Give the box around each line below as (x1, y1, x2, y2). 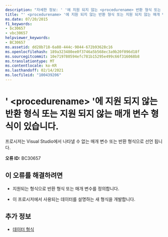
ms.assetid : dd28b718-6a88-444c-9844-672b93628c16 (5, 45, 113, 50)
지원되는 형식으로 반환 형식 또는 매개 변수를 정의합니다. (12, 185, 119, 191)
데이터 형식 (12, 226, 34, 232)
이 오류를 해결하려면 (5, 171, 63, 180)
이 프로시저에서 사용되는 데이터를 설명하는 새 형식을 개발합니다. (12, 196, 136, 202)
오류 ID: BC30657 (5, 155, 41, 161)
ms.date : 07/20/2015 (5, 17, 48, 22)
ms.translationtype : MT (5, 59, 55, 64)
